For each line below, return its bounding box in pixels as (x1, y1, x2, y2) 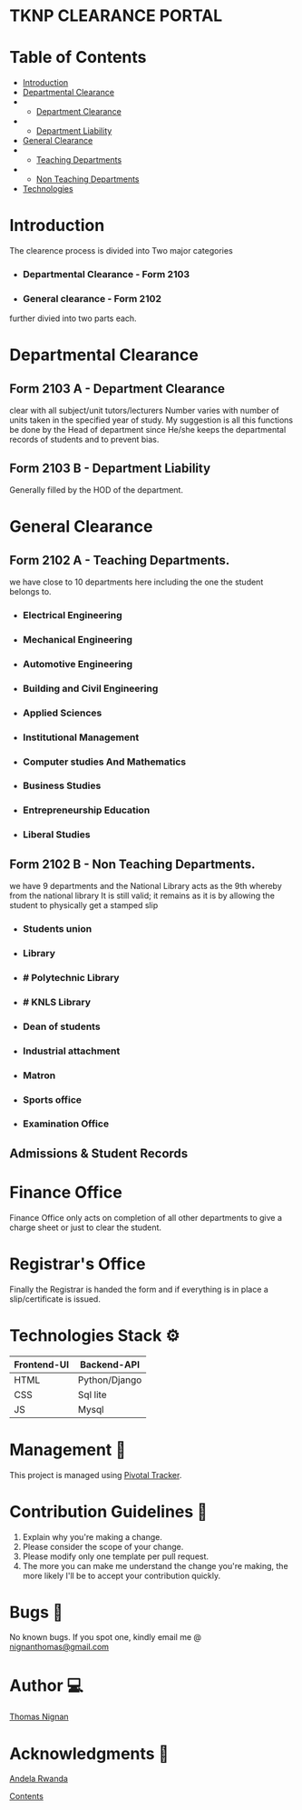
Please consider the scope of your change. (22, 1541, 184, 1552)
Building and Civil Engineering (22, 682, 159, 695)
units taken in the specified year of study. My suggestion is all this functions (9, 415, 293, 425)
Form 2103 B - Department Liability (9, 460, 211, 475)
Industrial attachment (22, 1045, 121, 1057)
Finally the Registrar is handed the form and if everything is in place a (9, 1284, 269, 1295)
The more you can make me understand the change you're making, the (22, 1560, 288, 1571)
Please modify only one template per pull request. (22, 1551, 209, 1562)
